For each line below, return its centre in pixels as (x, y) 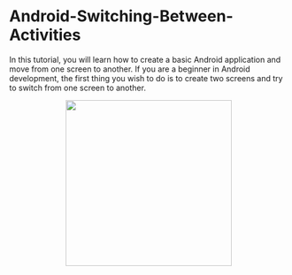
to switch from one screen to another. (77, 88)
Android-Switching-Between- (121, 16)
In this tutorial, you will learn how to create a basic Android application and (145, 59)
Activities (45, 35)
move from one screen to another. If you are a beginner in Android (130, 69)
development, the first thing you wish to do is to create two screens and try (146, 78)
